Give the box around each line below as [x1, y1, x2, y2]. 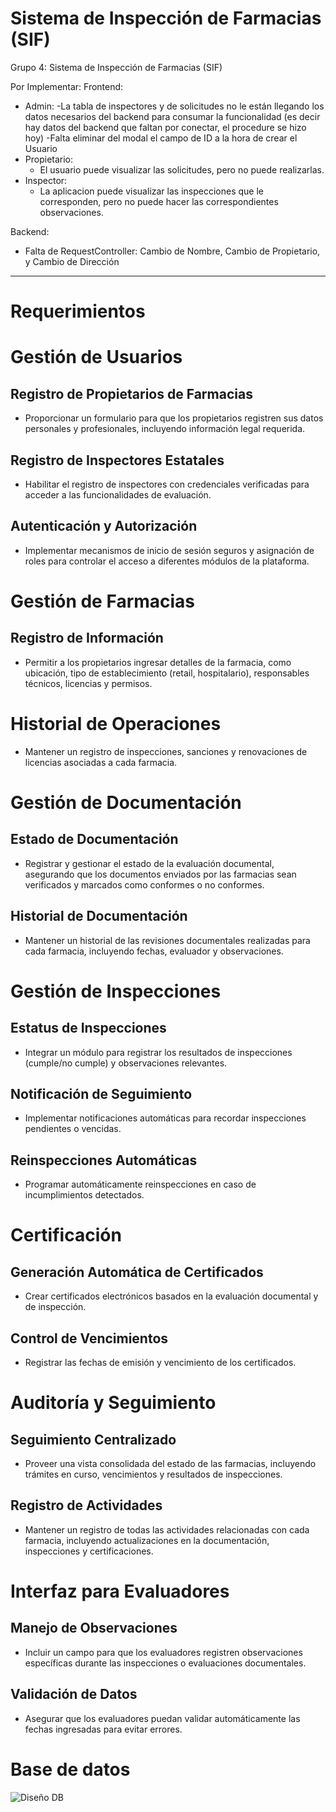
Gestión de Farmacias [10, 590, 196, 612]
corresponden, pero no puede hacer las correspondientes [39, 195, 279, 207]
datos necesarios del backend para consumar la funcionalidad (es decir [24, 110, 321, 122]
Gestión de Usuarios [10, 346, 183, 369]
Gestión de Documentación [10, 791, 242, 814]
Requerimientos [10, 300, 146, 323]
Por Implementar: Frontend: [10, 80, 124, 92]
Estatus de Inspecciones [10, 1020, 167, 1037]
